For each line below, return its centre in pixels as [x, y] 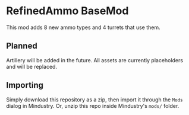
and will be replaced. [32, 66]
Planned [22, 46]
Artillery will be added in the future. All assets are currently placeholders [94, 60]
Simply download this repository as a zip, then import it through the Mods [94, 100]
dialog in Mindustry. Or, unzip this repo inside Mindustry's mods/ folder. [93, 106]
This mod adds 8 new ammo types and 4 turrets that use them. [83, 27]
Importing [25, 85]
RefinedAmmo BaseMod [67, 11]
